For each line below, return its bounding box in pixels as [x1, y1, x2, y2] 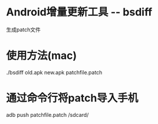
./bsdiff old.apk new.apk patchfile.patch [6, 68, 103, 76]
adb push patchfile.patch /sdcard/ [6, 111, 89, 118]
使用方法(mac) [6, 49, 77, 63]
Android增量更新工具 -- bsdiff [6, 5, 153, 19]
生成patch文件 [6, 26, 41, 33]
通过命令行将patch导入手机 [6, 92, 139, 105]
